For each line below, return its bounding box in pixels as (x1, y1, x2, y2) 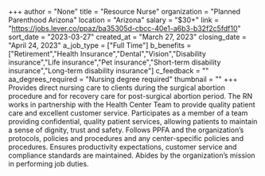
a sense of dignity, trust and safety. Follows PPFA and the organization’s (8, 125, 244, 135)
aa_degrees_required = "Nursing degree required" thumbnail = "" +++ (8, 75, 238, 84)
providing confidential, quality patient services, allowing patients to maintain (8, 117, 258, 126)
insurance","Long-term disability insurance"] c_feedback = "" (8, 66, 209, 75)
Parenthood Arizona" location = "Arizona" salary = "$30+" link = (8, 15, 219, 25)
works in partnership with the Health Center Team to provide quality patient (8, 100, 256, 109)
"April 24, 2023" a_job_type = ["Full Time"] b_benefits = (8, 41, 192, 50)
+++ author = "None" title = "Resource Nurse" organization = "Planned (8, 7, 241, 16)
